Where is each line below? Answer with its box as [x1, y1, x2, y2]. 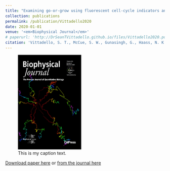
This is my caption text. [18, 150, 67, 156]
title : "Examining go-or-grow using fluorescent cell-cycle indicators [5, 8, 159, 13]
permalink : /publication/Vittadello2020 [5, 19, 92, 24]
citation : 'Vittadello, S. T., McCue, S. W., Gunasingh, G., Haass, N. [5, 40, 159, 45]
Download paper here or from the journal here [5, 159, 101, 166]
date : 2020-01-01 [5, 24, 42, 29]
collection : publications [5, 13, 60, 19]
